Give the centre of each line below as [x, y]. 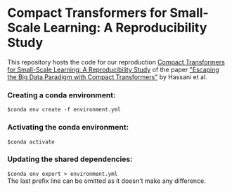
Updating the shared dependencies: [70, 159]
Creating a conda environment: [62, 95]
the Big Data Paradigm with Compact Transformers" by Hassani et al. [107, 77]
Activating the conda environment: [68, 128]
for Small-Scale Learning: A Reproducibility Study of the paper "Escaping [113, 69]
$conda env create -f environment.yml [64, 110]
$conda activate [31, 142]
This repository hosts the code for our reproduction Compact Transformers [116, 62]
